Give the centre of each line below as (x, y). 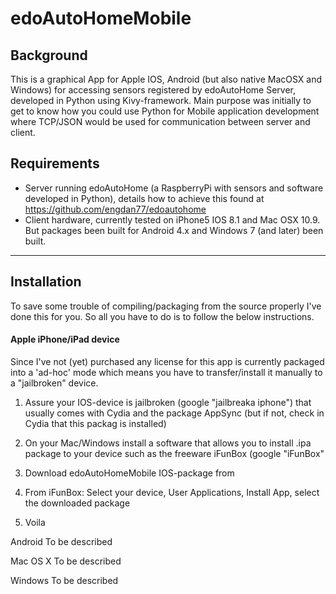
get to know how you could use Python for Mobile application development (165, 111)
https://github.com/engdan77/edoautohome (115, 209)
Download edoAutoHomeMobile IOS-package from (129, 473)
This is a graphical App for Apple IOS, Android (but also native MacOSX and (166, 79)
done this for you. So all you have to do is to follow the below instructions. (162, 316)
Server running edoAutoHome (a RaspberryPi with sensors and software (174, 188)
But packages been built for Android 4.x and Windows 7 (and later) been (174, 230)
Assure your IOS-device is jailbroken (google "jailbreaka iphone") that (168, 402)
